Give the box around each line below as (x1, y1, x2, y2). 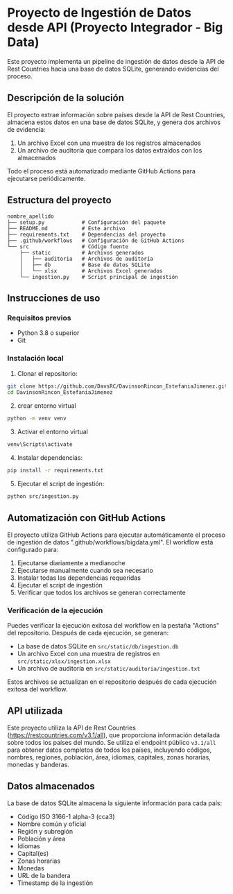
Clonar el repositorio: (17, 369, 78, 377)
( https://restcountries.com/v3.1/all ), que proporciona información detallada (7, 730, 221, 739)
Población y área (17, 834, 66, 843)
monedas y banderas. (7, 760, 69, 768)
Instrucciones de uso (7, 292, 101, 304)
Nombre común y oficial (17, 820, 87, 828)
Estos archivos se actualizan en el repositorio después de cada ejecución (7, 678, 217, 686)
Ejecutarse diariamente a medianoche (17, 558, 126, 567)
